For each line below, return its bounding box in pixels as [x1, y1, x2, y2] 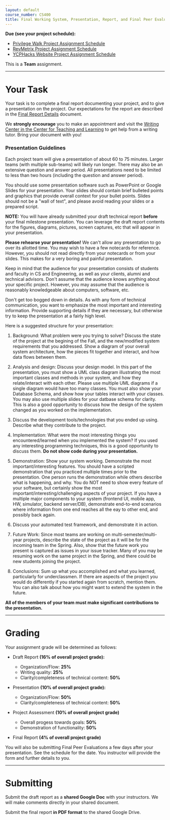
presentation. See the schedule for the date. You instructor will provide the [5, 750, 160, 756]
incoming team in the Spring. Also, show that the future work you [12, 542, 148, 548]
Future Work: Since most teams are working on [12, 531, 111, 537]
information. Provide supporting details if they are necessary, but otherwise [5, 307, 163, 313]
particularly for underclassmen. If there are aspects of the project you [12, 573, 158, 579]
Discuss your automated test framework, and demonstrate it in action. [12, 521, 158, 528]
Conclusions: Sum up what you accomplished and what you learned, [12, 568, 156, 574]
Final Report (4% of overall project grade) [12, 734, 101, 740]
